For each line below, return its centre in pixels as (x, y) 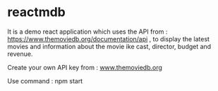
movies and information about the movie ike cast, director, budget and (109, 46)
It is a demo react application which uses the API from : (87, 31)
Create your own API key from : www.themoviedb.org (85, 67)
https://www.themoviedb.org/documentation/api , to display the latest (109, 38)
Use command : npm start (45, 80)
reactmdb (36, 12)
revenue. (20, 54)
